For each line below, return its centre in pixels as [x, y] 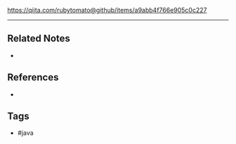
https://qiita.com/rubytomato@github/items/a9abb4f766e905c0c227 [107, 10]
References [33, 77]
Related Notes [39, 39]
